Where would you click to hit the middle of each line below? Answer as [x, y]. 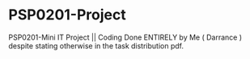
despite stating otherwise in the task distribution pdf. [96, 45]
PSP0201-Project [68, 15]
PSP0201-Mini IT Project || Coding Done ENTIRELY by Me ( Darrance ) [125, 37]
